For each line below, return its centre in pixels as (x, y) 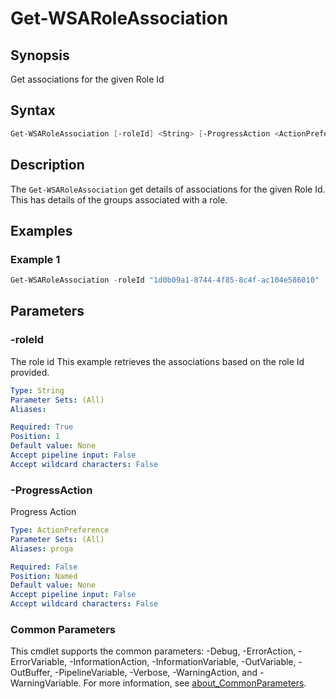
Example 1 (35, 259)
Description (47, 165)
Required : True (42, 427)
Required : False (44, 567)
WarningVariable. (46, 683)
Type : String (37, 390)
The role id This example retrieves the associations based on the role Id (157, 361)
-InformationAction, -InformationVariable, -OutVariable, (183, 662)
